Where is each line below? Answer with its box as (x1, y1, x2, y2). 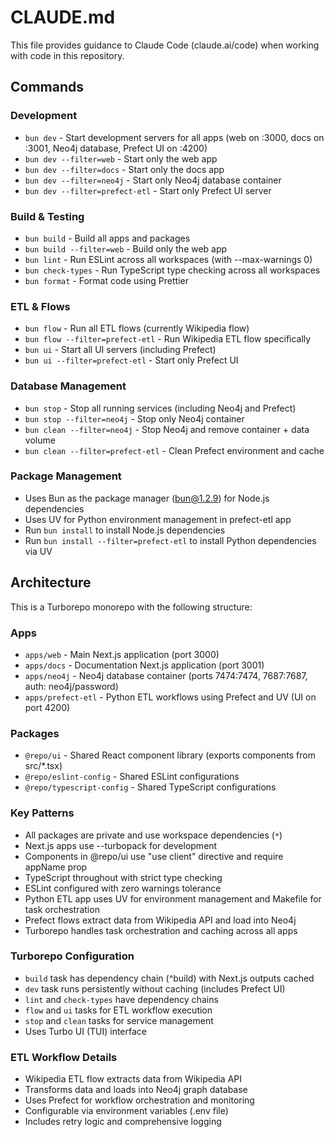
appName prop (24, 861, 88, 873)
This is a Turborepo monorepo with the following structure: (10, 601, 253, 613)
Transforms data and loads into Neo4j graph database (24, 1084, 248, 1096)
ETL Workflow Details (10, 1050, 118, 1064)
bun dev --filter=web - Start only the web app (24, 152, 218, 165)
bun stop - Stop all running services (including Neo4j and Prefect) (24, 402, 297, 414)
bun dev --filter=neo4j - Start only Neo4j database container (24, 174, 282, 186)
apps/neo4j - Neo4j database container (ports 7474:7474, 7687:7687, (24, 669, 308, 681)
